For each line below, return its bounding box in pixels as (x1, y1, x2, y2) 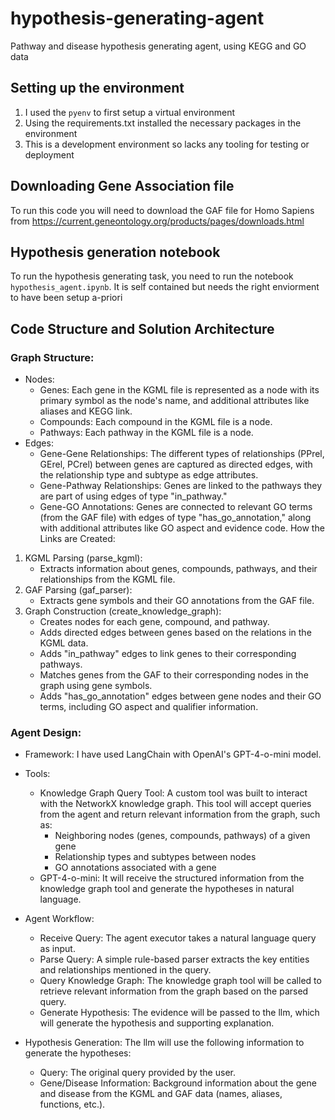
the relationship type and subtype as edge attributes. (39, 469, 259, 481)
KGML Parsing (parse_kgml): (24, 552, 143, 564)
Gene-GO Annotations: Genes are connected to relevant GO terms (39, 501, 313, 513)
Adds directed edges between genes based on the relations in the (39, 627, 312, 639)
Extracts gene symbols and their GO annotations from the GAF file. (39, 595, 315, 607)
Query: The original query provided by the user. (39, 1067, 236, 1079)
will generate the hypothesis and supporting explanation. (39, 1017, 275, 1029)
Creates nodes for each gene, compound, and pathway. (39, 616, 270, 628)
